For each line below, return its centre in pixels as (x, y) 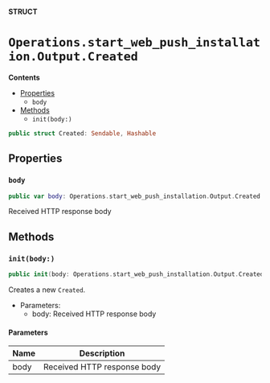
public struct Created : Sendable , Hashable (82, 133)
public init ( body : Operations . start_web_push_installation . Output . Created (136, 274)
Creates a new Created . (47, 290)
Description (102, 353)
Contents (24, 77)
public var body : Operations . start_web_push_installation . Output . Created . (136, 196)
